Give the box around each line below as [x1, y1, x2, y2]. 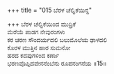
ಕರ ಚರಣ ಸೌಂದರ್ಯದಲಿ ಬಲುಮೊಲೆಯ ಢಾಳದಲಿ [7, 36, 108, 44]
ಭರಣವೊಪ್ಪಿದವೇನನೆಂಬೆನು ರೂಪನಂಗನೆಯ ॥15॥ [7, 59, 107, 67]
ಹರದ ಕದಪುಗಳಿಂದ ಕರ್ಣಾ [7, 52, 60, 59]
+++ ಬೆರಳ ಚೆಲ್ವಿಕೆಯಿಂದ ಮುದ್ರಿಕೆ [7, 20, 76, 28]
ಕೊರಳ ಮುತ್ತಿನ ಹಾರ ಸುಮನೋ [7, 43, 71, 52]
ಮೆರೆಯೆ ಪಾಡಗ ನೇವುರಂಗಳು [7, 28, 65, 36]
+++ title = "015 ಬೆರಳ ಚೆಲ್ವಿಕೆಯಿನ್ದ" [7, 6, 92, 14]
